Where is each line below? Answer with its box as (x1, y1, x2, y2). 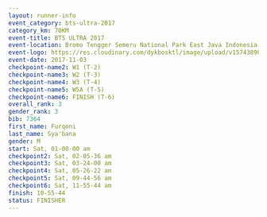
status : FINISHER (8, 196, 66, 204)
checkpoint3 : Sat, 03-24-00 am (8, 160, 112, 168)
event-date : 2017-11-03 (8, 56, 87, 64)
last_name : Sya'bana (8, 130, 77, 138)
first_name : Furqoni (8, 122, 77, 130)
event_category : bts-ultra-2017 (8, 19, 115, 27)
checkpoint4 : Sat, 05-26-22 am (8, 167, 112, 175)
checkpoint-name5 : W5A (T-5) (8, 85, 105, 94)
